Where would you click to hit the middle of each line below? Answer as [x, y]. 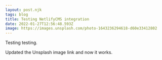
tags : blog [17, 14]
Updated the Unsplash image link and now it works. [59, 52]
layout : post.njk [24, 10]
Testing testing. [22, 42]
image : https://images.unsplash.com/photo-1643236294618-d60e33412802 [81, 28]
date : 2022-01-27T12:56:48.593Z [39, 24]
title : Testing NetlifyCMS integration [47, 19]
